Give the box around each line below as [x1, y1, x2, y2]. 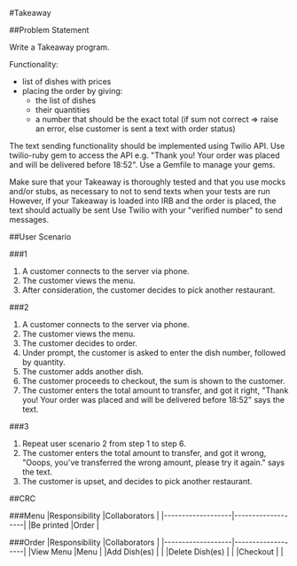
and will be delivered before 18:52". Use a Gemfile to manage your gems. [9, 160, 276, 169]
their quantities [35, 105, 90, 114]
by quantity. [21, 357, 66, 367]
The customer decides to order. [21, 338, 137, 349]
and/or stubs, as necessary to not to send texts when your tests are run [9, 186, 270, 196]
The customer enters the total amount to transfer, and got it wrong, [21, 448, 267, 458]
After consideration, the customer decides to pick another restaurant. [21, 285, 276, 295]
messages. [9, 215, 50, 224]
